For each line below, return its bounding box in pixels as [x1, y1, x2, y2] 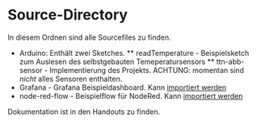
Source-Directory [7, 6, 128, 24]
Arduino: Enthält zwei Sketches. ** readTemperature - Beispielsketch [19, 48, 250, 57]
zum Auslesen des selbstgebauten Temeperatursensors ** [19, 57, 215, 66]
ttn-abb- [216, 57, 245, 66]
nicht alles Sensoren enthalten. [19, 74, 123, 83]
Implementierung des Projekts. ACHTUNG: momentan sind [48, 65, 244, 74]
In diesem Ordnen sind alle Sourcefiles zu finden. [7, 32, 171, 42]
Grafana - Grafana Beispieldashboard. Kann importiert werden [19, 83, 227, 92]
